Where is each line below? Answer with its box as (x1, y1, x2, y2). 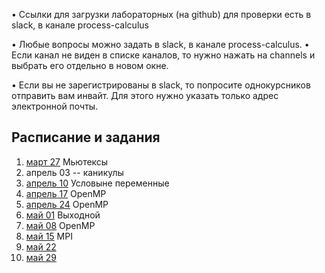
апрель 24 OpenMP (25, 198, 109, 210)
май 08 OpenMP (25, 219, 96, 231)
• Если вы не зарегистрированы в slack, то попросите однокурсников (11, 79, 311, 91)
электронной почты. (11, 100, 99, 112)
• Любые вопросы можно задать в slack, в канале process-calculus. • (11, 39, 310, 50)
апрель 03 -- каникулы (25, 166, 124, 178)
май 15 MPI (25, 230, 73, 242)
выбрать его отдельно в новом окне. (11, 60, 169, 71)
